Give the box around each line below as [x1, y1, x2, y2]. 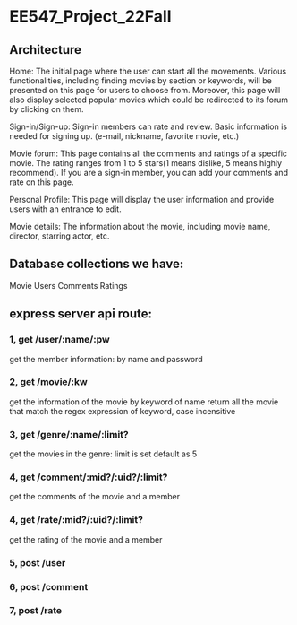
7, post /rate [9, 604, 63, 617]
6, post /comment [9, 580, 89, 593]
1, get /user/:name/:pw [9, 334, 110, 346]
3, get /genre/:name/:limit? [9, 428, 129, 440]
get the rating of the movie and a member [9, 534, 163, 544]
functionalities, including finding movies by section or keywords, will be [9, 75, 273, 86]
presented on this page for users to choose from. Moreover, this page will [9, 85, 281, 95]
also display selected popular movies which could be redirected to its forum [9, 94, 289, 105]
